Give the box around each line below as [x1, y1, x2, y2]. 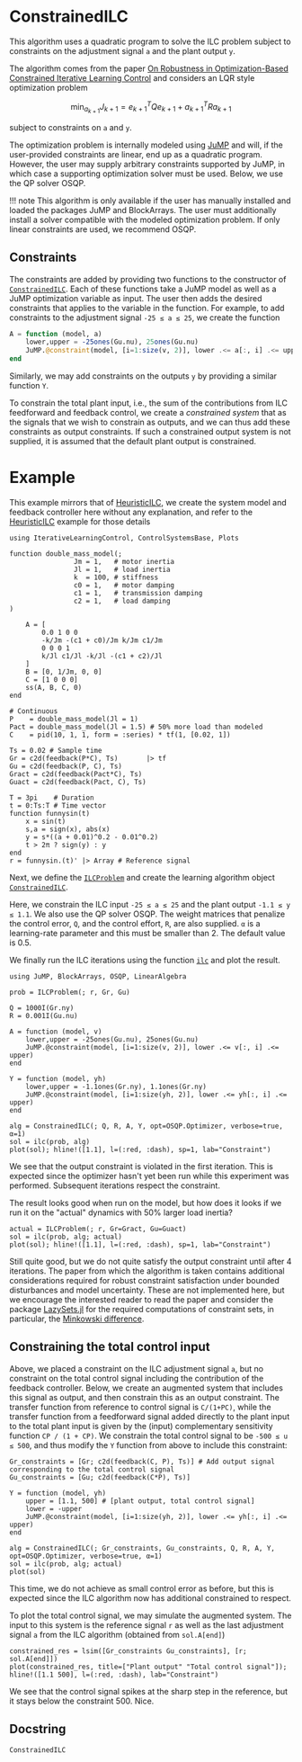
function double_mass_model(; [9, 549, 123, 559]
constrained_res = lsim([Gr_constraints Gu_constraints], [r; [9, 1646, 247, 1656]
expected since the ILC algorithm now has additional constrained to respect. [9, 1592, 292, 1603]
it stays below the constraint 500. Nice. [9, 1695, 155, 1706]
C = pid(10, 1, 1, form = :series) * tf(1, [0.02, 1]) [9, 730, 231, 739]
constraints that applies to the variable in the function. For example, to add [9, 302, 285, 313]
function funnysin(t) [9, 809, 91, 818]
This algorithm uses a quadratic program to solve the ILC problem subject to [9, 36, 291, 47]
